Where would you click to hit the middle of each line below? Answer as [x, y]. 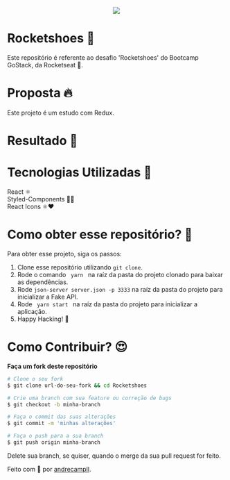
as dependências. [43, 282]
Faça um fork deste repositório [53, 366]
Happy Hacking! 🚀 [43, 319]
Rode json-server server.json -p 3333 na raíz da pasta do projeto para [120, 289]
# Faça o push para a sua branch [55, 436]
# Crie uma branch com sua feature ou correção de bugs [89, 398]
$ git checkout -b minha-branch [54, 404]
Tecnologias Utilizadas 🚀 [80, 173]
